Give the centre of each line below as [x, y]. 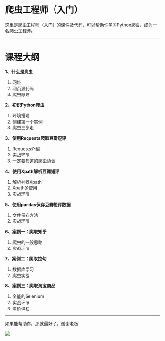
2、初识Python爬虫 [25, 105]
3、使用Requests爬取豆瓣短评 [36, 138]
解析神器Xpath [27, 182]
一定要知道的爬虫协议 [34, 161]
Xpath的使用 [25, 188]
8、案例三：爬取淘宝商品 [30, 285]
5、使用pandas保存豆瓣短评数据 [38, 204]
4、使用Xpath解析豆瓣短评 [32, 171]
